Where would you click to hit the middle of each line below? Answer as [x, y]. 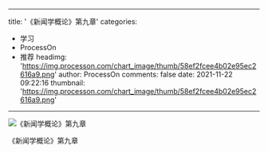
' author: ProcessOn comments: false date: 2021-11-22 [144, 74]
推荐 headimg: [43, 57]
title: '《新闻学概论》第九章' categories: [73, 22]
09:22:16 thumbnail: [52, 83]
